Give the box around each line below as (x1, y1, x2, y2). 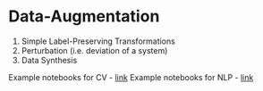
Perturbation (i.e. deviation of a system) (21, 45, 168, 55)
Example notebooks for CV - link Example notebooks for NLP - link (8, 71, 254, 82)
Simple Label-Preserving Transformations (21, 36, 175, 46)
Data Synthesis (21, 54, 78, 65)
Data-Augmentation (8, 6, 160, 27)
